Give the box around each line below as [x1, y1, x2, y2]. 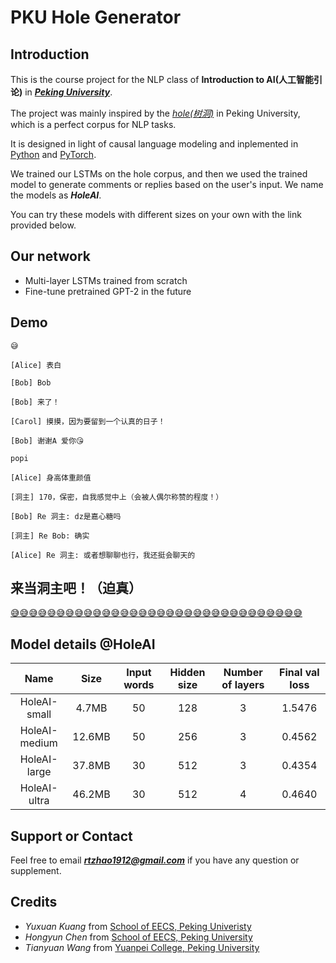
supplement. [10, 865, 62, 877]
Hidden [169, 666, 206, 680]
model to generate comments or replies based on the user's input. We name [10, 179, 324, 190]
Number [223, 666, 263, 680]
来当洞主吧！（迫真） [10, 580, 142, 597]
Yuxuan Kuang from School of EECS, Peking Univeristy [24, 920, 252, 932]
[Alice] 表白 [10, 360, 62, 370]
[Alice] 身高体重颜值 [10, 472, 92, 483]
